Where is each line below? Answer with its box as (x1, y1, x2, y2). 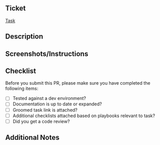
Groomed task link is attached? (12, 106, 78, 113)
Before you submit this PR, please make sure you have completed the (5, 80, 151, 86)
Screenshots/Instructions (5, 49, 88, 58)
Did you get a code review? (12, 118, 70, 124)
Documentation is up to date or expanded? (12, 101, 102, 107)
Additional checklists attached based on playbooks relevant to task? (12, 113, 155, 119)
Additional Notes (5, 133, 60, 142)
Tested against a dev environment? (12, 95, 86, 101)
